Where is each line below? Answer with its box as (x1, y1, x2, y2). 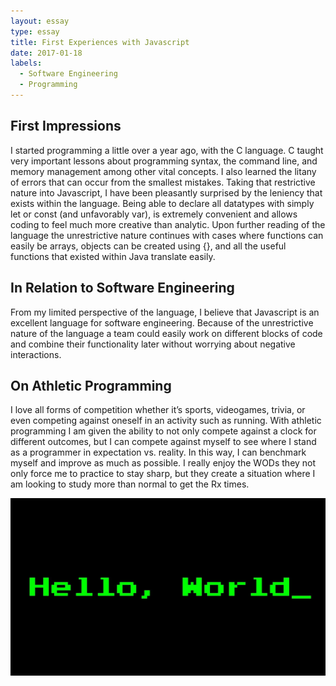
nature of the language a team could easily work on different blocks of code (10, 327, 323, 339)
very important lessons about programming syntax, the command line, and (10, 155, 318, 167)
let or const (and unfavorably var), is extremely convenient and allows (10, 208, 298, 220)
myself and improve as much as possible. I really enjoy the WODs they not (10, 457, 317, 469)
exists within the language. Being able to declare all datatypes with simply (10, 197, 315, 209)
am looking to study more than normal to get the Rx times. (10, 478, 250, 490)
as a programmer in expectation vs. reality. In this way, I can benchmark (10, 446, 307, 459)
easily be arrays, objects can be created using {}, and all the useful (10, 240, 287, 252)
